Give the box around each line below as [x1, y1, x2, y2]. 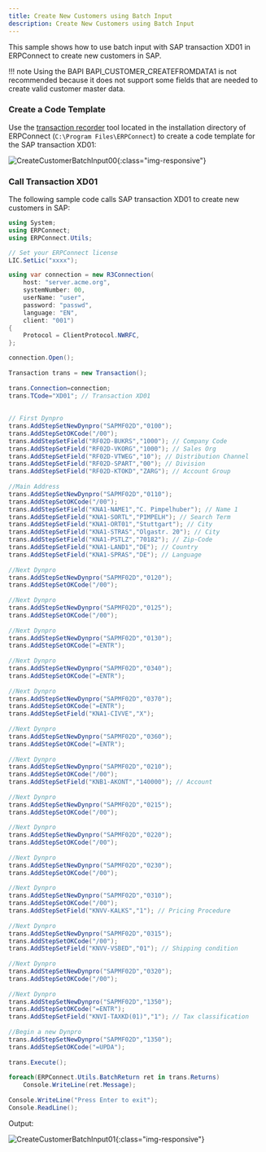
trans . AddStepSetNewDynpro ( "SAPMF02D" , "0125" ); [8, 604, 173, 612]
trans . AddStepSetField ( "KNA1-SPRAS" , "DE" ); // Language [8, 551, 202, 559]
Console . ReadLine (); [8, 1103, 79, 1112]
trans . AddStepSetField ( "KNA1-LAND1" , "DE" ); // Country [8, 543, 198, 552]
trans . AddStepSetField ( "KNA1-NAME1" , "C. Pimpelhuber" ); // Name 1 [8, 505, 238, 513]
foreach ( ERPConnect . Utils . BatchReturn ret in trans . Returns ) [8, 1073, 220, 1082]
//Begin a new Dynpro [8, 1028, 82, 1036]
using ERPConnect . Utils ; [8, 234, 93, 242]
